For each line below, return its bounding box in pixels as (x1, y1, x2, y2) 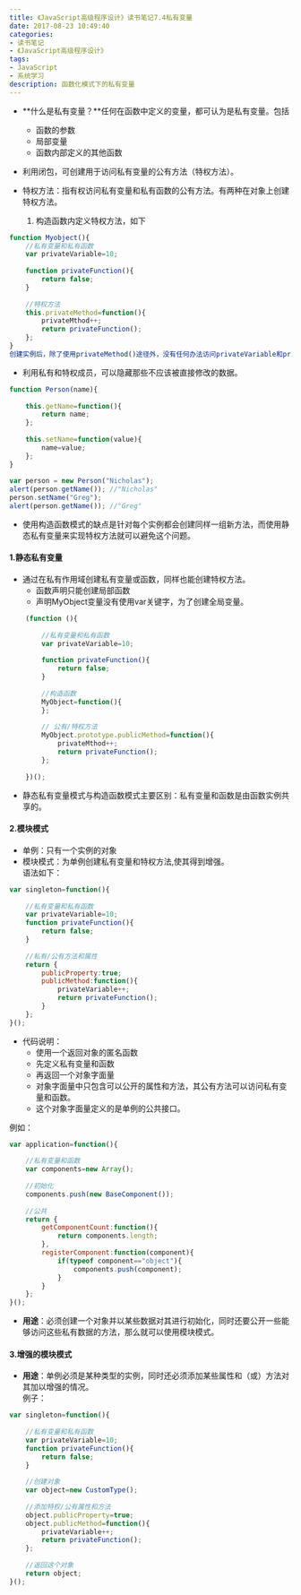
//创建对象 (25, 1478, 61, 1487)
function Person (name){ (9, 384, 99, 394)
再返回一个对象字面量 (35, 1069, 115, 1080)
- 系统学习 (9, 72, 45, 81)
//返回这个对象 (25, 1561, 74, 1570)
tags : (9, 55, 30, 64)
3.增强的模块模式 (9, 1349, 73, 1359)
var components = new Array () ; (25, 1165, 134, 1174)
